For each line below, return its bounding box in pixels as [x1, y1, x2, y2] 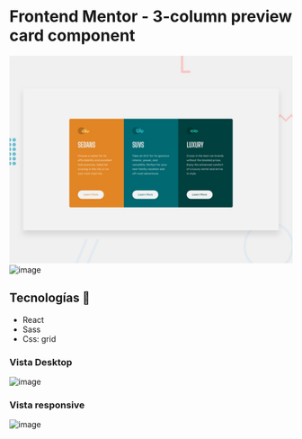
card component [9, 25, 136, 46]
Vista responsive [9, 399, 85, 411]
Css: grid [22, 333, 57, 344]
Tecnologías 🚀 [9, 291, 91, 306]
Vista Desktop [9, 355, 73, 368]
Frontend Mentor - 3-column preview [9, 6, 293, 27]
